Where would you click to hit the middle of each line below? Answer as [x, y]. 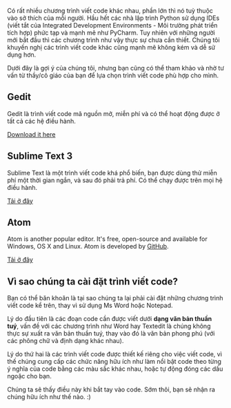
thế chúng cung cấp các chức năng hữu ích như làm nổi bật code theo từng [114, 362]
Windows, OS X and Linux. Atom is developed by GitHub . [88, 246]
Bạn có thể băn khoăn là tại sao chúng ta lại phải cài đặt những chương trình [115, 298]
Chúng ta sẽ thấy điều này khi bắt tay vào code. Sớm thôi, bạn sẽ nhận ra [111, 389]
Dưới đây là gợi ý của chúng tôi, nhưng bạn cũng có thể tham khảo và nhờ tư [115, 68]
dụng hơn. [22, 55]
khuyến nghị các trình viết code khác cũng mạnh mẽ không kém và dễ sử [111, 47]
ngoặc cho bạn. [29, 376]
